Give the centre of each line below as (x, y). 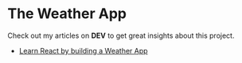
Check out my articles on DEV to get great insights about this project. (121, 35)
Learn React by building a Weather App (83, 50)
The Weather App (67, 14)
